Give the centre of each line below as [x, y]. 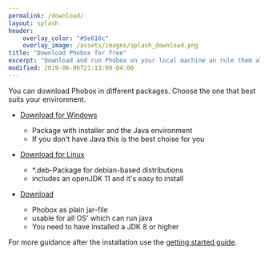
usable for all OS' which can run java [92, 218]
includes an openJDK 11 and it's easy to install [108, 178]
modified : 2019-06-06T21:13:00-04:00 [71, 68]
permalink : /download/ [46, 16]
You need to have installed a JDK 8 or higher [105, 226]
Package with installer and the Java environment [112, 130]
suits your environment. [47, 99]
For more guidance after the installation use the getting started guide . [123, 242]
